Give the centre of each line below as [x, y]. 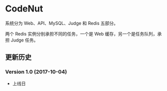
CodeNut [24, 9]
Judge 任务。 [24, 40]
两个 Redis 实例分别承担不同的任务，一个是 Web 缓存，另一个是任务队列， [81, 33]
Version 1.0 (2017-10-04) [36, 72]
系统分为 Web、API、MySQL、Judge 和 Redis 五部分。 [62, 23]
